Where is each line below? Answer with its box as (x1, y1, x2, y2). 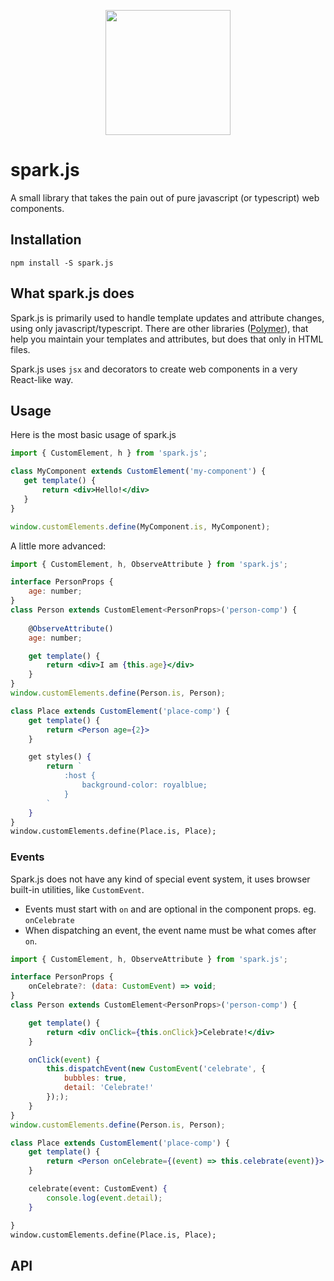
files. (10, 343, 31, 355)
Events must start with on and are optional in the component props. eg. (24, 903, 317, 915)
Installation (10, 231, 82, 249)
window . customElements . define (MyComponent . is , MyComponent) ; (10, 521, 271, 532)
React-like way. (10, 373, 74, 385)
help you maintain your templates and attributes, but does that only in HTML (10, 333, 324, 345)
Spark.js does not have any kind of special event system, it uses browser (10, 873, 311, 885)
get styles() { (28, 752, 92, 762)
